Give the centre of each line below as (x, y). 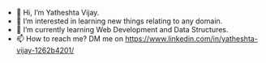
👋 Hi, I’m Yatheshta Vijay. (58, 13)
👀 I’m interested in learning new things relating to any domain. (119, 21)
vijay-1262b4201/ (45, 50)
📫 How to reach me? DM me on (70, 39)
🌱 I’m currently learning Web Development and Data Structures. (122, 29)
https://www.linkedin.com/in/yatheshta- (191, 39)
